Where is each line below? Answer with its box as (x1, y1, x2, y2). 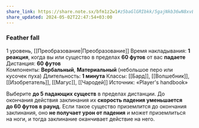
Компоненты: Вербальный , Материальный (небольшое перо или (6, 66, 174, 73)
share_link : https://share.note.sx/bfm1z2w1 (6, 8, 118, 15)
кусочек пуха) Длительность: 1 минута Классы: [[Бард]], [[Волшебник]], (6, 72, 190, 79)
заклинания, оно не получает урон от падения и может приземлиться (6, 109, 186, 116)
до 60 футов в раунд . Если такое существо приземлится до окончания (6, 103, 187, 110)
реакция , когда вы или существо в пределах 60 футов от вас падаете (6, 53, 185, 60)
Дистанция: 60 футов (6, 60, 61, 67)
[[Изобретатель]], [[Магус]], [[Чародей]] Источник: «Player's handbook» (6, 78, 188, 86)
